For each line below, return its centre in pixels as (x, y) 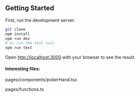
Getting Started (30, 8)
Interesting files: (23, 69)
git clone (15, 29)
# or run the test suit (30, 43)
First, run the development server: (40, 20)
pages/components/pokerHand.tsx (41, 80)
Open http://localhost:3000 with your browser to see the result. (70, 57)
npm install (17, 34)
